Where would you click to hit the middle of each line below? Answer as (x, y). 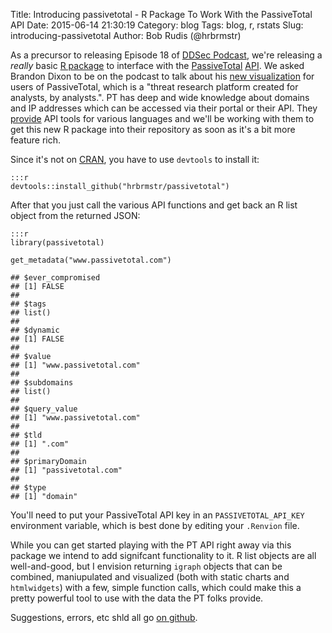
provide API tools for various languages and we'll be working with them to (162, 118)
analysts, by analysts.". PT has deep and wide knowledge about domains (160, 97)
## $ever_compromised (55, 278)
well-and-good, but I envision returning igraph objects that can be (146, 566)
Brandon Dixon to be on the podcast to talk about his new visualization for (162, 76)
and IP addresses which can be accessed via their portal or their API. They (164, 108)
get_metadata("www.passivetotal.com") (91, 260)
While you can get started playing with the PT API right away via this (151, 545)
